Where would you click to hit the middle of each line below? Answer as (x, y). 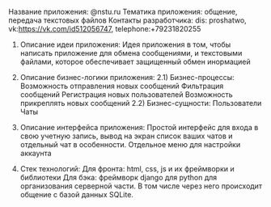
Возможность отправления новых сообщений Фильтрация (122, 86)
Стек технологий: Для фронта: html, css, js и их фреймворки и (127, 169)
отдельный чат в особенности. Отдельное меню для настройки (130, 144)
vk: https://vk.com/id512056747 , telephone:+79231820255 (105, 29)
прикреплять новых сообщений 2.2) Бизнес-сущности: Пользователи (141, 103)
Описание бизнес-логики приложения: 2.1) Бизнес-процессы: (127, 77)
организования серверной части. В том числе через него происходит (141, 186)
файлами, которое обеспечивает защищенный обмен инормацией (135, 61)
